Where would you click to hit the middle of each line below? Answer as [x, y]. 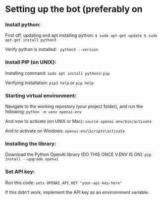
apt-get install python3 [31, 40]
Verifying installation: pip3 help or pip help [50, 82]
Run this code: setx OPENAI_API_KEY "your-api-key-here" [64, 183]
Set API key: [20, 172]
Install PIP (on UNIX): [31, 62]
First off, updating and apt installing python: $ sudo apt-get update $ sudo [81, 35]
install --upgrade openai [32, 159]
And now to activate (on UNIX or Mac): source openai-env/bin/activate [79, 121]
